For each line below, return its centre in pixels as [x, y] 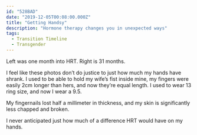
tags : [13, 34]
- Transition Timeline [39, 39]
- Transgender [29, 45]
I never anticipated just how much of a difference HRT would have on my [94, 120]
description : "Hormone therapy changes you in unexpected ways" [87, 28]
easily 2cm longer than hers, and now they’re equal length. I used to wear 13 [99, 85]
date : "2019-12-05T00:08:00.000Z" [49, 17]
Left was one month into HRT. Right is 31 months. [66, 61]
